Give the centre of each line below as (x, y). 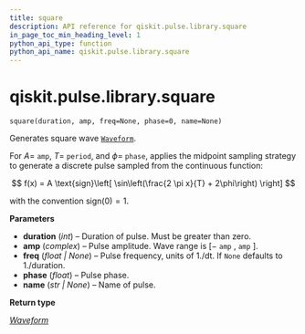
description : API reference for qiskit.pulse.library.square (128, 26)
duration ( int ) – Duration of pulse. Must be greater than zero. (137, 236)
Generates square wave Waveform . (73, 139)
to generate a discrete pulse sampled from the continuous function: (136, 166)
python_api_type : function (61, 43)
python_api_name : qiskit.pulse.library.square (100, 52)
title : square (37, 18)
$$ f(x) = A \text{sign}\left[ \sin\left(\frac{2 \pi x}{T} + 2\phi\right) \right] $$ (153, 183)
